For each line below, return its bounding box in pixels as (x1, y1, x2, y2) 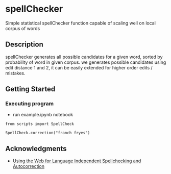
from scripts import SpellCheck (5, 121, 74, 127)
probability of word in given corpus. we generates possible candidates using (5, 59, 166, 65)
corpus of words (5, 25, 40, 31)
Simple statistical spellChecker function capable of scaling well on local (5, 20, 156, 26)
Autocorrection (12, 163, 45, 169)
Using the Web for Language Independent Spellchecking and (12, 158, 141, 164)
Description (5, 40, 43, 49)
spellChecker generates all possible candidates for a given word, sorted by (5, 54, 163, 60)
